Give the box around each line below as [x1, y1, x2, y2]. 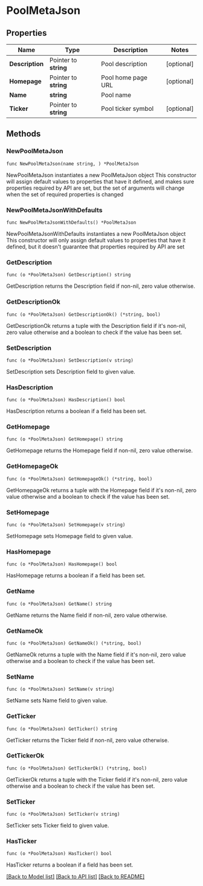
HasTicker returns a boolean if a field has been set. [6, 861, 134, 868]
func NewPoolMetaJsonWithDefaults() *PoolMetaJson [6, 219, 137, 225]
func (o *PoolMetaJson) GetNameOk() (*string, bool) [6, 640, 142, 646]
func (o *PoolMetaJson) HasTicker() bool [6, 851, 112, 857]
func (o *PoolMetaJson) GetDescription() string [6, 272, 131, 278]
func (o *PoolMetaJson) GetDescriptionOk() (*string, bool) [6, 311, 161, 318]
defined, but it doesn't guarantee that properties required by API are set [6, 243, 185, 250]
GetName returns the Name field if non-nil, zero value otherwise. [6, 611, 168, 619]
